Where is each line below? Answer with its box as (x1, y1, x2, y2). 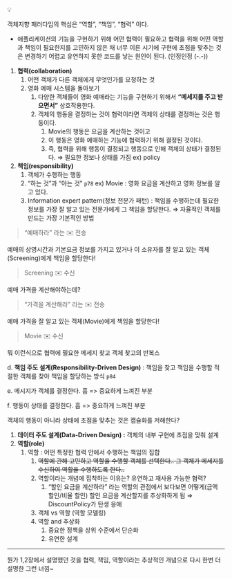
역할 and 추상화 (37, 517, 81, 525)
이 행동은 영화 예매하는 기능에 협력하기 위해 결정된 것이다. (48, 136, 203, 144)
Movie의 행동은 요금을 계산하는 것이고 (48, 127, 151, 136)
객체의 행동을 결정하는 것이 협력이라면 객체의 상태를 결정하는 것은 (37, 110, 213, 118)
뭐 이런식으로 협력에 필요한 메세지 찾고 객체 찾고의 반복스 (7, 349, 160, 357)
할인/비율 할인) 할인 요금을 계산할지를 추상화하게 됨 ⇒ (48, 491, 193, 499)
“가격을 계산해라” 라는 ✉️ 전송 (23, 300, 105, 309)
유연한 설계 (48, 535, 78, 542)
